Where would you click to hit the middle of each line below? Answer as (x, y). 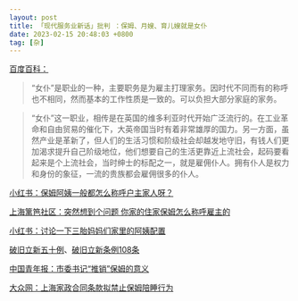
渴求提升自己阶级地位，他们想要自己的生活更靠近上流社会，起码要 (160, 152)
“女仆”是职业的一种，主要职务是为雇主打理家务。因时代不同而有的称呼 (160, 88)
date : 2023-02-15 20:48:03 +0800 (71, 34)
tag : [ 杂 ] (27, 42)
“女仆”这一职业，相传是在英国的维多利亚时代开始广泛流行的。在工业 (156, 118)
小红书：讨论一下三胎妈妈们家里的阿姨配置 (87, 231)
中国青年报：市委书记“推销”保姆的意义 (79, 269)
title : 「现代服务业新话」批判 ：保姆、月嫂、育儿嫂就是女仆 (108, 26)
